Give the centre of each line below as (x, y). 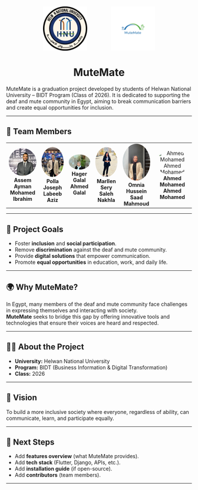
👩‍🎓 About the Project (45, 347)
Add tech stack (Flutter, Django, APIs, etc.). (67, 462)
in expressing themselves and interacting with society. (72, 310)
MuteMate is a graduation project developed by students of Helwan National (99, 88)
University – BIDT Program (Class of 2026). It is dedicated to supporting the (98, 95)
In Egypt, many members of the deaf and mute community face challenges (97, 304)
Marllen (106, 181)
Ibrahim (22, 199)
